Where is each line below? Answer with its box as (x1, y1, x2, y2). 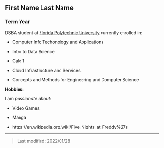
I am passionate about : (5, 95, 52, 101)
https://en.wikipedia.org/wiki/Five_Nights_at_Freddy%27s (12, 124, 128, 129)
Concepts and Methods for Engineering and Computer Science (12, 76, 139, 82)
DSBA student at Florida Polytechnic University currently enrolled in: (5, 29, 143, 36)
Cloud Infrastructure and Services (12, 67, 81, 73)
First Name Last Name (5, 4, 74, 12)
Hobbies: (5, 86, 24, 92)
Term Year (5, 18, 30, 25)
